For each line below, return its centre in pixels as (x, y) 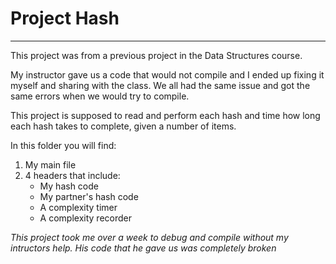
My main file (50, 164)
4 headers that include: (72, 175)
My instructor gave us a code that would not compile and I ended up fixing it (167, 74)
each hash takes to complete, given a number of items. (123, 126)
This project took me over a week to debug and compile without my (149, 237)
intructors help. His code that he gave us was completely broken (143, 248)
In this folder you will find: (63, 145)
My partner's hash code (89, 196)
